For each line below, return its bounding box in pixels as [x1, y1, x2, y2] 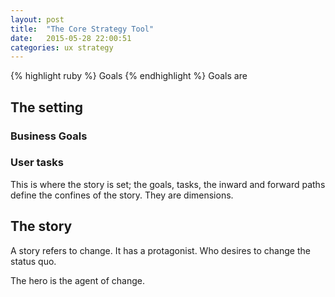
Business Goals [10, 129, 88, 143]
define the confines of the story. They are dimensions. [10, 189, 234, 201]
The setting [10, 99, 84, 116]
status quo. [10, 255, 57, 267]
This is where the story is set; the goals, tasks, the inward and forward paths [10, 178, 326, 190]
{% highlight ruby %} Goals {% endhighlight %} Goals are [10, 70, 248, 82]
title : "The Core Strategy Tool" [10, 24, 155, 34]
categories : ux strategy [10, 42, 114, 53]
